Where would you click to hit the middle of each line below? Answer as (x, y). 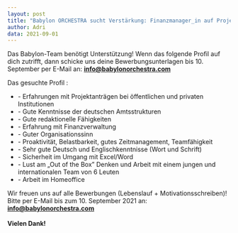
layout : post (27, 14)
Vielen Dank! (27, 224)
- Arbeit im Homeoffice (51, 180)
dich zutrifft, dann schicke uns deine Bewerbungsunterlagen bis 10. (106, 62)
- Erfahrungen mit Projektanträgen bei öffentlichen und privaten (110, 97)
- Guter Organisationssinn (55, 134)
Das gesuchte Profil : (38, 83)
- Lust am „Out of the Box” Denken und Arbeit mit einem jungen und (117, 165)
